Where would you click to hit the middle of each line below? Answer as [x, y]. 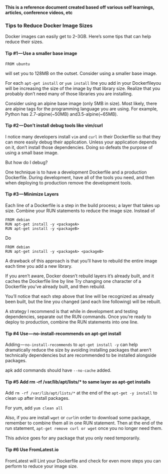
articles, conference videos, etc [39, 13]
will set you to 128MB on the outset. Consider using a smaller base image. [81, 73]
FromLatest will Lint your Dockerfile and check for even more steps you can [83, 460]
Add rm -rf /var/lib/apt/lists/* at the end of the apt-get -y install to [81, 393]
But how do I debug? [26, 162]
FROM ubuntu [17, 64]
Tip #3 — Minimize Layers [32, 194]
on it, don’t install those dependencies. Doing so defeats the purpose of [79, 147]
